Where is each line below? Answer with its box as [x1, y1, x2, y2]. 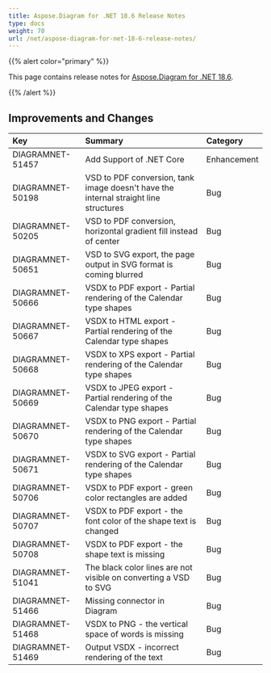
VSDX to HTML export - [85, 316, 177, 327]
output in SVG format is [85, 259, 173, 271]
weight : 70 [8, 27, 45, 35]
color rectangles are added [85, 492, 188, 503]
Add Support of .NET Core [85, 154, 185, 166]
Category [206, 135, 244, 146]
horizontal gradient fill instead [85, 225, 198, 237]
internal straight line [85, 192, 161, 204]
